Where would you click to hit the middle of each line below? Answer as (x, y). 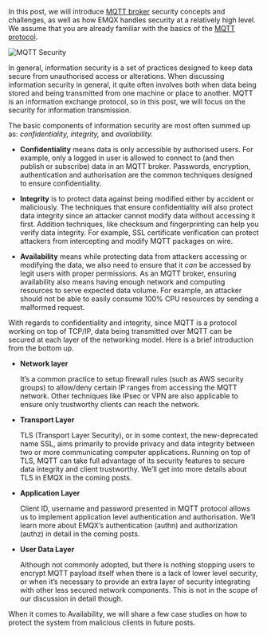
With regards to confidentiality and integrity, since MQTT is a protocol (123, 323)
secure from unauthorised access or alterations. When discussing (116, 76)
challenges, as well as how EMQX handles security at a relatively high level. (132, 20)
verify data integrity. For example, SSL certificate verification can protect (139, 233)
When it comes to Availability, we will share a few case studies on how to (128, 614)
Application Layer (50, 493)
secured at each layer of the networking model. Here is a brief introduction (131, 339)
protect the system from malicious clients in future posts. (102, 622)
